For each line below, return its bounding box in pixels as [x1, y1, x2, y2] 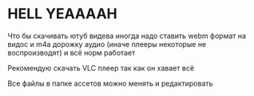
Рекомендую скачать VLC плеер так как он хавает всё [7, 63, 195, 72]
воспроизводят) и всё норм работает [7, 48, 136, 57]
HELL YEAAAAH [7, 5, 117, 23]
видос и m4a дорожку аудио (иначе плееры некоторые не [7, 39, 207, 48]
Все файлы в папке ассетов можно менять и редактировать [7, 79, 213, 88]
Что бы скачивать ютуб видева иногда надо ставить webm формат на [7, 31, 247, 40]
